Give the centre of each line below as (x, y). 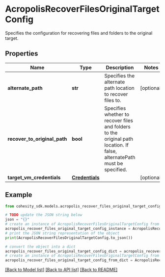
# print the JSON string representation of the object (62, 233)
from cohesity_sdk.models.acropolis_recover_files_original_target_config (83, 206)
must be (114, 163)
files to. (113, 100)
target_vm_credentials (34, 177)
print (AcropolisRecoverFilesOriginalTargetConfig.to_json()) (69, 238)
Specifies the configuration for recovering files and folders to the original (79, 33)
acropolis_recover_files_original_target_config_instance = (68, 229)
